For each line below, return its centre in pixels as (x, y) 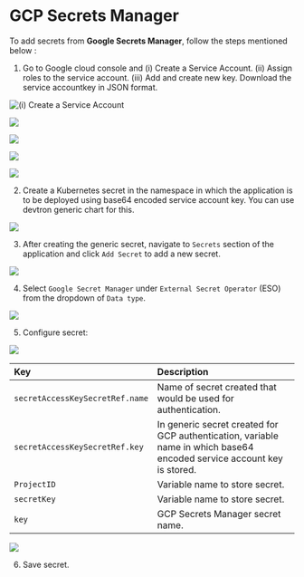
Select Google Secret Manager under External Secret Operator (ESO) (152, 288)
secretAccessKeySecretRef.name (81, 398)
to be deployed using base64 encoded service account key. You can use (158, 199)
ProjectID (35, 484)
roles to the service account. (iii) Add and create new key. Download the (157, 77)
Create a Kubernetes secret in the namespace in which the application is (157, 190)
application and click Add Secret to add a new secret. (122, 254)
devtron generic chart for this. (78, 209)
